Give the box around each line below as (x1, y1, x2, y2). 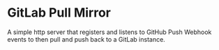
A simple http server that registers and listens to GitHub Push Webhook (7, 28, 212, 36)
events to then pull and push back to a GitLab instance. (7, 35, 165, 43)
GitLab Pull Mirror (7, 5, 112, 21)
